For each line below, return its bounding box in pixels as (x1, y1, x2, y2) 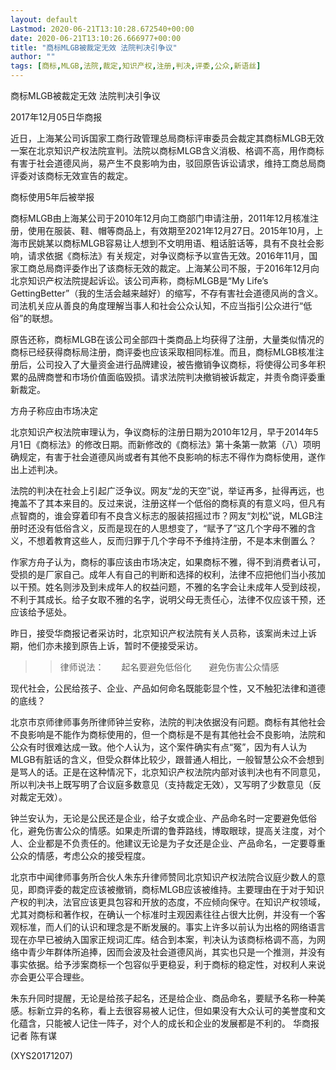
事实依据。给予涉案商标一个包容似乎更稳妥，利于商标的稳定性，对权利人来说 (10, 959, 326, 970)
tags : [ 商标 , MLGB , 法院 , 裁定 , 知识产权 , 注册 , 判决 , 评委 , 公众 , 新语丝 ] (10, 61, 262, 71)
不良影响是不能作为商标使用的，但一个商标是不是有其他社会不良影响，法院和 (10, 729, 326, 740)
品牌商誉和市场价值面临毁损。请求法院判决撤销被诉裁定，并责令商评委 (27, 371, 317, 383)
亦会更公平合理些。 (10, 971, 90, 983)
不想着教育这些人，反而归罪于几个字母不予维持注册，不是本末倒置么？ (27, 535, 317, 546)
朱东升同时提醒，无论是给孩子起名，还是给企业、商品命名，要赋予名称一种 (10, 992, 317, 1004)
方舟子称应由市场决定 (10, 405, 98, 416)
